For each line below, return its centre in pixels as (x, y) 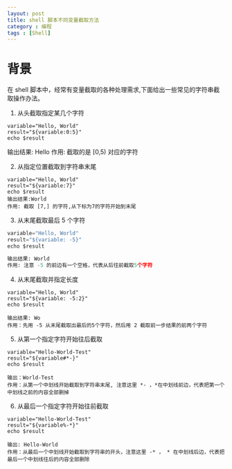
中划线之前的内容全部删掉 (38, 392)
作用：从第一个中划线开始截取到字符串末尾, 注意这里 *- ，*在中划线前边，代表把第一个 (116, 385)
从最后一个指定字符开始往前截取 (63, 406)
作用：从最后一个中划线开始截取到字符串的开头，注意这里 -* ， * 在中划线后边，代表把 (116, 452)
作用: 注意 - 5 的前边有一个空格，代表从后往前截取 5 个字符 (80, 265)
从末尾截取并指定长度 (47, 279)
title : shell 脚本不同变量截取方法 (53, 20)
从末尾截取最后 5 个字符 (51, 220)
